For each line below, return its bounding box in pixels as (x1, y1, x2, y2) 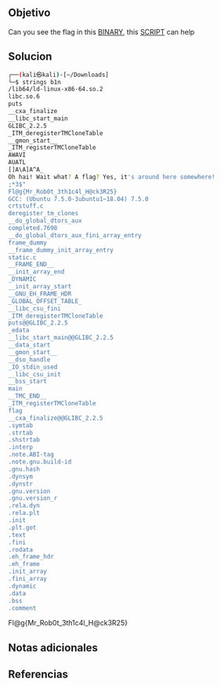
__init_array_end (8, 268, 65, 276)
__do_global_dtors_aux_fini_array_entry (8, 231, 143, 239)
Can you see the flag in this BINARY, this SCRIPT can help (8, 27, 195, 36)
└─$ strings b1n (8, 78, 61, 86)
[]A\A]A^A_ (8, 166, 44, 174)
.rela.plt (8, 509, 41, 517)
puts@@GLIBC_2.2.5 (8, 319, 68, 327)
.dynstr (8, 479, 34, 488)
